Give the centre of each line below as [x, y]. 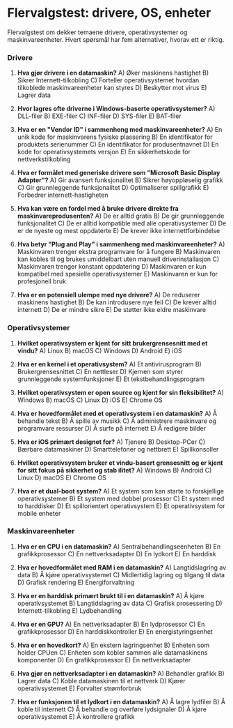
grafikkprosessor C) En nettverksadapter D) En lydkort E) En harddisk [117, 554]
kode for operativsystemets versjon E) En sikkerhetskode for [104, 152]
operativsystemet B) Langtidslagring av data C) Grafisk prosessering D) [120, 603]
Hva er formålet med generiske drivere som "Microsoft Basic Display [119, 173]
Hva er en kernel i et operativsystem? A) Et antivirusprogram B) [109, 364]
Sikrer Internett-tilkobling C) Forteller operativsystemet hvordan [108, 80]
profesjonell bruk [41, 281]
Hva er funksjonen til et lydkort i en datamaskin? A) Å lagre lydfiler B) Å [121, 701]
